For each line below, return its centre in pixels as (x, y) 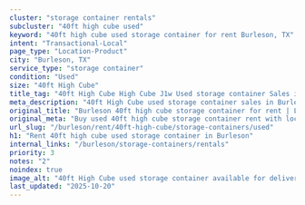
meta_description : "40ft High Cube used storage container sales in (142, 102)
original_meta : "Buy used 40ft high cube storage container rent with (146, 119)
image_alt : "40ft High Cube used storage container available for (138, 178)
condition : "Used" (44, 77)
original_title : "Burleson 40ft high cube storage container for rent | (150, 111)
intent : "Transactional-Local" (69, 43)
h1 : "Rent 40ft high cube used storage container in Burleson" (132, 136)
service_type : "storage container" (77, 69)
